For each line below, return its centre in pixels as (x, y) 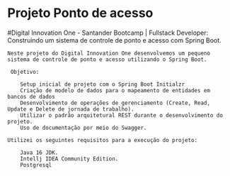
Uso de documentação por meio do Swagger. (84, 128)
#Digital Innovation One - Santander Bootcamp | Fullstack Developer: (108, 33)
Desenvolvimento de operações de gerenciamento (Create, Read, (115, 103)
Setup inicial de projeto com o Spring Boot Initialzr (103, 84)
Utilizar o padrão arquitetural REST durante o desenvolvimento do (121, 115)
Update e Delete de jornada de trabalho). (71, 109)
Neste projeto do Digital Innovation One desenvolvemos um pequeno (109, 53)
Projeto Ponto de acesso (80, 13)
